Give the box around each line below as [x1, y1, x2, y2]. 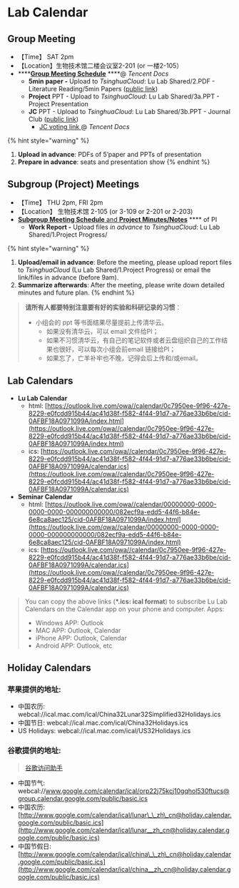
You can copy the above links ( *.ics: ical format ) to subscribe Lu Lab [24, 597, 228, 606]
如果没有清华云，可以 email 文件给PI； [46, 327, 159, 335]
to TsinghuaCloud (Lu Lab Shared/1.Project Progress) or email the [17, 265, 211, 274]
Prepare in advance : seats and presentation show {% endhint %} [17, 158, 210, 166]
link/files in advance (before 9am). [17, 272, 119, 282]
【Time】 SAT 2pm [17, 53, 74, 61]
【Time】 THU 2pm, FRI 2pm [17, 198, 103, 207]
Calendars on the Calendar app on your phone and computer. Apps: [24, 604, 225, 613]
